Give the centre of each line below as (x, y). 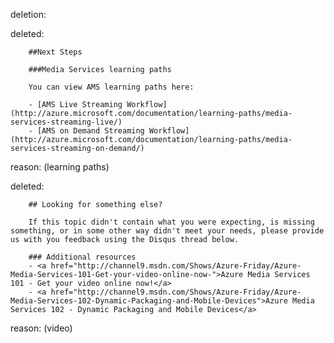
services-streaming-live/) (66, 122)
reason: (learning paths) (60, 167)
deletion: (28, 14)
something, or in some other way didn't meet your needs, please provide (167, 231)
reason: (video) (41, 328)
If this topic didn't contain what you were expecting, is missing (171, 222)
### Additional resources (82, 257)
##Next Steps (55, 52)
